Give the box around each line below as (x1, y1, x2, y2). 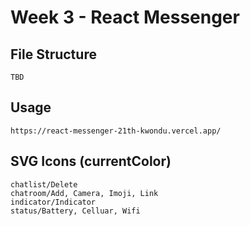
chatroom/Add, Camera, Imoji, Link (10, 188, 159, 198)
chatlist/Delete (10, 179, 78, 190)
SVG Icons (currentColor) (10, 153, 172, 170)
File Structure (10, 46, 97, 63)
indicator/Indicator (10, 197, 97, 207)
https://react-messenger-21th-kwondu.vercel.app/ (10, 126, 222, 136)
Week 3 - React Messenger (10, 6, 240, 29)
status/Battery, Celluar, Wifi (10, 206, 141, 216)
